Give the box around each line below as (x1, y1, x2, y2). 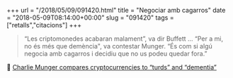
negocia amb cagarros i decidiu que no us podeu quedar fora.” (23, 49, 208, 58)
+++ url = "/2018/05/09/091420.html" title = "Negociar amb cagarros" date (6, 6, 226, 14)
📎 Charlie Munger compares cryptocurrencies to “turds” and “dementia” (6, 63, 217, 71)
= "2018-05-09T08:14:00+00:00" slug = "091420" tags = (6, 13, 174, 22)
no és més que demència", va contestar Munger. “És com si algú (23, 42, 213, 50)
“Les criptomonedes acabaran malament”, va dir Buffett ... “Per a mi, (23, 34, 224, 43)
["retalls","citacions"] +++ (6, 21, 82, 29)
